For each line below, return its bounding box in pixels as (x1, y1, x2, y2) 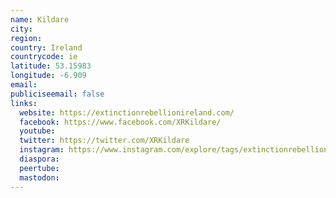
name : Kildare (10, 14, 70, 25)
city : (10, 24, 33, 34)
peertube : (19, 163, 60, 173)
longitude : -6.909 (10, 71, 87, 81)
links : (10, 98, 38, 108)
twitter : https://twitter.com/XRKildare (19, 136, 190, 146)
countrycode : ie (10, 52, 78, 62)
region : (10, 33, 43, 43)
